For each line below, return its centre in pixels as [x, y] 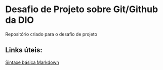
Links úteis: [24, 50]
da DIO [20, 20]
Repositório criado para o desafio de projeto [51, 34]
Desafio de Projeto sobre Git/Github [82, 9]
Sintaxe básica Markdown [32, 62]
